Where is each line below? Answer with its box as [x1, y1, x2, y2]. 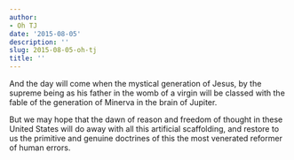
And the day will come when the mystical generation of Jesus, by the [9, 79, 262, 88]
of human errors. [9, 142, 71, 153]
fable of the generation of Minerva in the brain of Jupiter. [9, 97, 218, 107]
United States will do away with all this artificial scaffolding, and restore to [9, 124, 280, 133]
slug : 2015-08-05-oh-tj [9, 46, 98, 55]
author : [9, 12, 38, 22]
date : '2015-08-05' [9, 29, 82, 38]
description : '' [9, 37, 69, 47]
